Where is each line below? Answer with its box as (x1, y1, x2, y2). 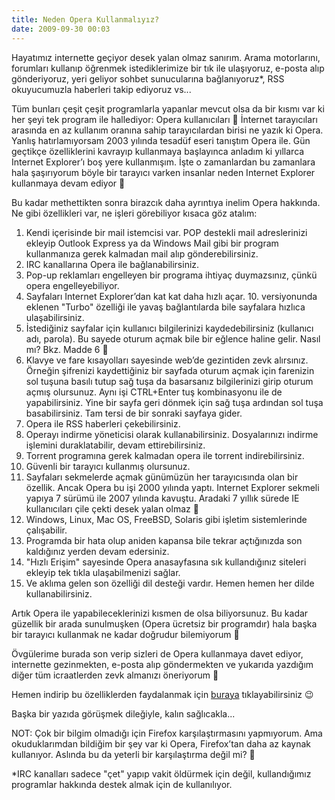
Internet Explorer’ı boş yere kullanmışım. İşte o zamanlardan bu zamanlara (11, 156, 316, 168)
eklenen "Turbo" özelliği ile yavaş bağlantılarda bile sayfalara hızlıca (25, 301, 306, 313)
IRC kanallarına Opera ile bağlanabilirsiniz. (25, 258, 200, 270)
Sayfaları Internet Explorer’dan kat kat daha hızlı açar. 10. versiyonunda (25, 290, 318, 302)
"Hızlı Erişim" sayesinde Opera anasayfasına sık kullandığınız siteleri (25, 556, 307, 568)
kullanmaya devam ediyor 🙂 (11, 177, 126, 189)
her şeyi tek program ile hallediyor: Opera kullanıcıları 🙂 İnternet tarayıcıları (11, 113, 318, 125)
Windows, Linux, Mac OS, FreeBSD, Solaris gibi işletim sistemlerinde (25, 513, 308, 525)
